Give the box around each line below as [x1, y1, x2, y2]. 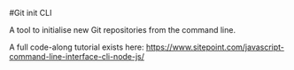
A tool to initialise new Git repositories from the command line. [9, 25, 236, 35]
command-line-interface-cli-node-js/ [9, 51, 144, 61]
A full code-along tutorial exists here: [9, 42, 144, 52]
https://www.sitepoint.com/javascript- [145, 42, 285, 52]
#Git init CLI [9, 8, 52, 18]
